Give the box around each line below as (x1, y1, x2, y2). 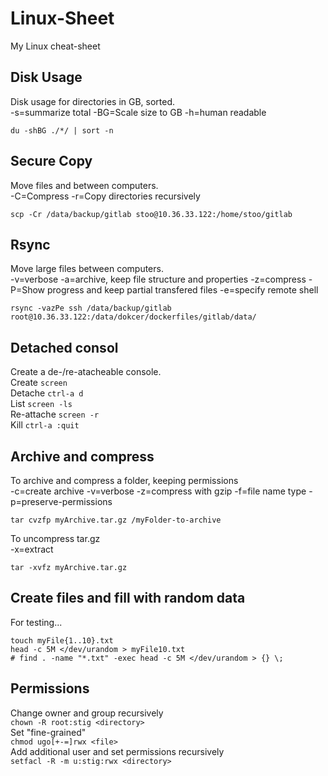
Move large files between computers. (10, 263, 164, 275)
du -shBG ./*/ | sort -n (10, 125, 114, 136)
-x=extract (10, 543, 54, 555)
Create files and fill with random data (10, 590, 246, 607)
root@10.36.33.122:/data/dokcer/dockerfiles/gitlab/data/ (10, 312, 257, 322)
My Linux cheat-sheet (10, 40, 101, 52)
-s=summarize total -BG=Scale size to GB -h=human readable (10, 106, 267, 118)
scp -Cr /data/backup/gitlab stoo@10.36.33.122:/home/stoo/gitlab (10, 209, 293, 219)
